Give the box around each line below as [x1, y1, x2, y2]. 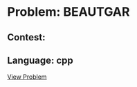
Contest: [7, 32, 46, 43]
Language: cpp [7, 54, 74, 66]
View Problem [7, 73, 47, 81]
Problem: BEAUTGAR [7, 4, 130, 20]
